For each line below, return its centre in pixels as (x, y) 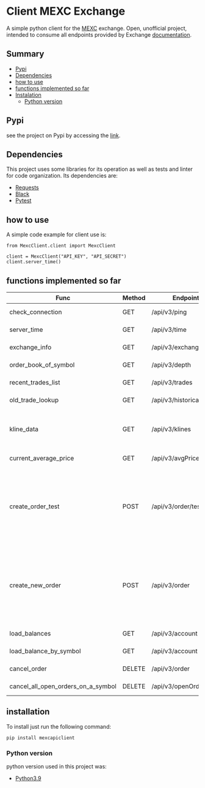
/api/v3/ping (169, 312)
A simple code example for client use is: (56, 235)
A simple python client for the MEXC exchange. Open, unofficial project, (97, 28)
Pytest (23, 201)
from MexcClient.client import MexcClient (61, 246)
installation (28, 712)
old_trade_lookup (34, 400)
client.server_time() (34, 262)
